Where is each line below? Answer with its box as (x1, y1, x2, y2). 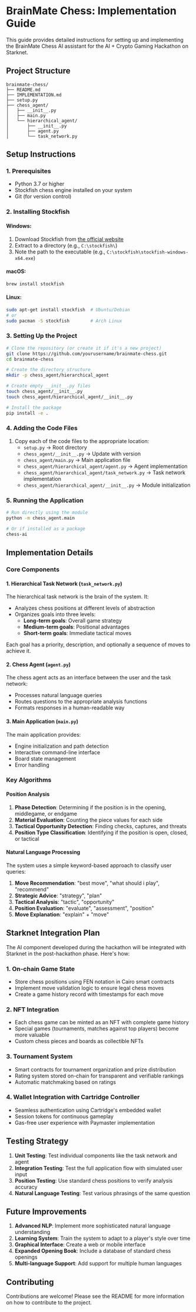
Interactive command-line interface (14, 748, 101, 756)
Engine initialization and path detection (14, 743, 109, 750)
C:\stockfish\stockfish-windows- (107, 249, 189, 255)
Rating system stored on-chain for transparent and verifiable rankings (14, 1072, 184, 1079)
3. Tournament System (6, 1053, 73, 1061)
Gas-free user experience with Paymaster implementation (14, 1119, 155, 1126)
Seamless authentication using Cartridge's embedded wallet (14, 1106, 161, 1114)
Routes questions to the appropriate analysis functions (14, 698, 147, 705)
